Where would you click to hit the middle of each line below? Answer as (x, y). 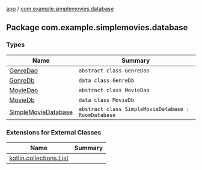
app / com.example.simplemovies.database (60, 9)
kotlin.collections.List (39, 158)
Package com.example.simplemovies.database (97, 27)
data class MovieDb (106, 100)
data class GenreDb (106, 80)
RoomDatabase (97, 115)
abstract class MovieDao (114, 90)
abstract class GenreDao (114, 71)
